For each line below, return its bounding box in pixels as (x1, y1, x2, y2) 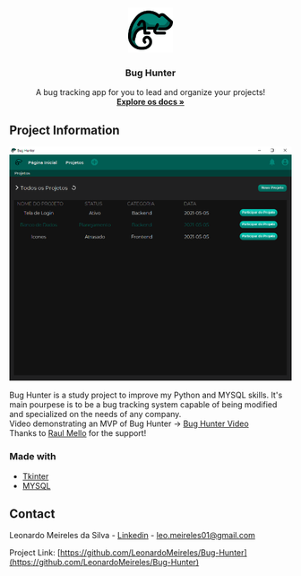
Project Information (9, 122, 120, 137)
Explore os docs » (116, 97, 185, 108)
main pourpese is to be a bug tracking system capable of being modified (9, 399, 278, 410)
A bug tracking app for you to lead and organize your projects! (35, 87, 266, 98)
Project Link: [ (9, 547, 61, 558)
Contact (9, 506, 56, 522)
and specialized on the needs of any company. (9, 409, 182, 420)
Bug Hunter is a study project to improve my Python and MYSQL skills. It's (9, 389, 283, 401)
